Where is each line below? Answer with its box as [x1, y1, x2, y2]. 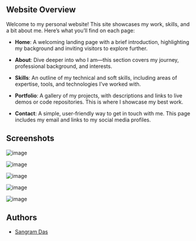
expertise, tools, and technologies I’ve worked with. [14, 80, 141, 87]
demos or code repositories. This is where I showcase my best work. [14, 98, 184, 105]
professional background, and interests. [14, 62, 113, 70]
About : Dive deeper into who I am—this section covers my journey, [14, 56, 179, 63]
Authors [6, 212, 37, 223]
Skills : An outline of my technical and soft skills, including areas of [14, 74, 178, 81]
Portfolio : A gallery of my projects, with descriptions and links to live [14, 92, 183, 99]
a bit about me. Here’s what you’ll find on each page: [6, 27, 135, 34]
